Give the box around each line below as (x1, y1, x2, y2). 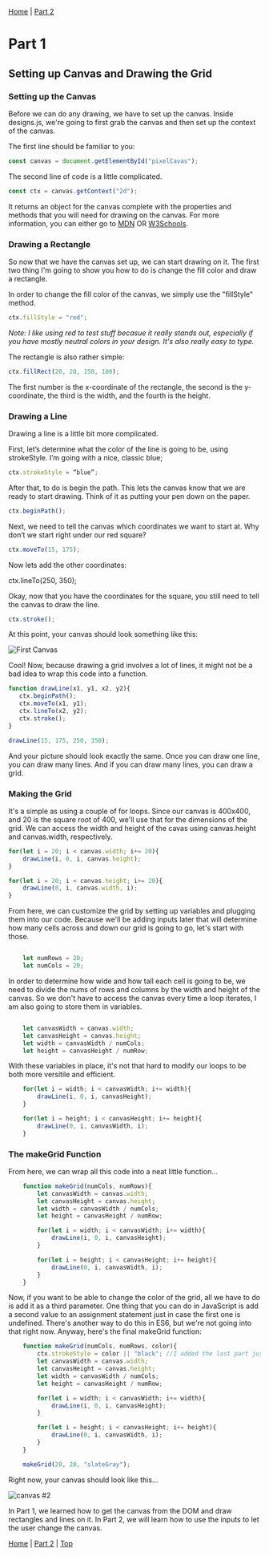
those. (8, 932, 30, 942)
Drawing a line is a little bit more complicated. (8, 428, 159, 438)
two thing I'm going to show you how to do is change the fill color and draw (8, 265, 257, 275)
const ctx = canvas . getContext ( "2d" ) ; (8, 187, 138, 195)
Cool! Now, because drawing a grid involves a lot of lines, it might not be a (8, 661, 253, 671)
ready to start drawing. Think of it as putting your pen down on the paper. (8, 491, 251, 500)
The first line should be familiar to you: (8, 141, 135, 151)
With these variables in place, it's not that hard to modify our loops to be (8, 1061, 247, 1071)
